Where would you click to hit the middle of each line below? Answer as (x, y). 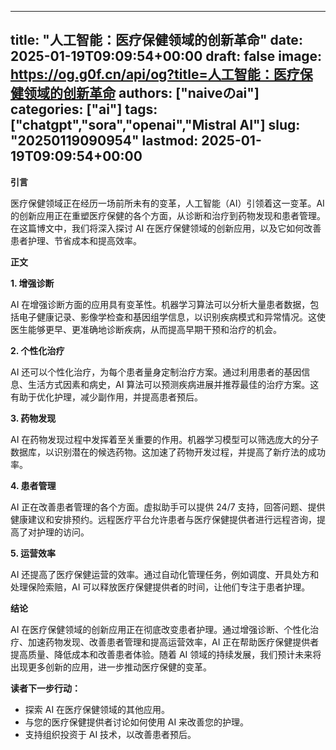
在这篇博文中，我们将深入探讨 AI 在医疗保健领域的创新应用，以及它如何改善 (166, 228)
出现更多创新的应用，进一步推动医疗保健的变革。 (111, 667)
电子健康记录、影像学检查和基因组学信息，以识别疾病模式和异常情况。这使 (172, 317)
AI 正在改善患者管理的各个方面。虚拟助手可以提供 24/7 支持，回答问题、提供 (168, 507)
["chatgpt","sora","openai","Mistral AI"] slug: (155, 125)
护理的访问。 (63, 532)
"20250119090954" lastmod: (104, 141)
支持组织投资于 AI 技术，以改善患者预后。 (110, 734)
